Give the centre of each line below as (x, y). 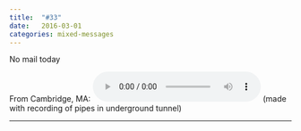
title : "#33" (36, 17)
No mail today (35, 60)
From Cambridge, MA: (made (148, 99)
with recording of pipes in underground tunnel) (95, 109)
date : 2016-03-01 (46, 26)
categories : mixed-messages (62, 34)
